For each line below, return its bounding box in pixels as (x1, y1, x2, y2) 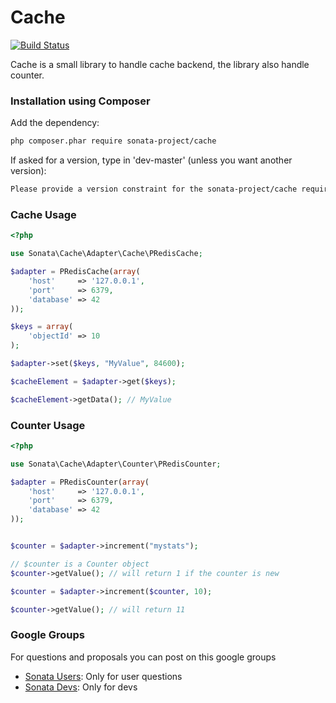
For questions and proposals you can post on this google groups (10, 651, 277, 663)
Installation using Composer (10, 94, 151, 108)
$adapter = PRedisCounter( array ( (10, 477, 150, 487)
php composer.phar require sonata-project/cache (10, 136, 217, 146)
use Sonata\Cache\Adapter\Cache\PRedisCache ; (10, 249, 203, 259)
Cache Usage (10, 207, 77, 221)
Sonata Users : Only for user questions (24, 670, 183, 682)
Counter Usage (10, 418, 86, 432)
